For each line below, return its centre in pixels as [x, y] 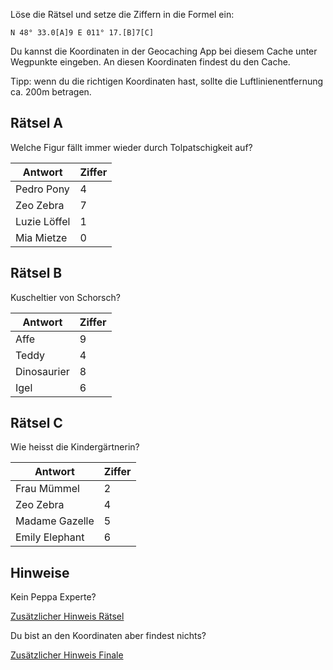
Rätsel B [36, 273]
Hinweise [40, 572]
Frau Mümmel [47, 489]
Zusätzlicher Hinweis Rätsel [67, 616]
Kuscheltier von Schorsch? [65, 297]
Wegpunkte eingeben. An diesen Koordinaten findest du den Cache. [150, 62]
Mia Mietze [41, 237]
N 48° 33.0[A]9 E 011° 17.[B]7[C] [82, 33]
